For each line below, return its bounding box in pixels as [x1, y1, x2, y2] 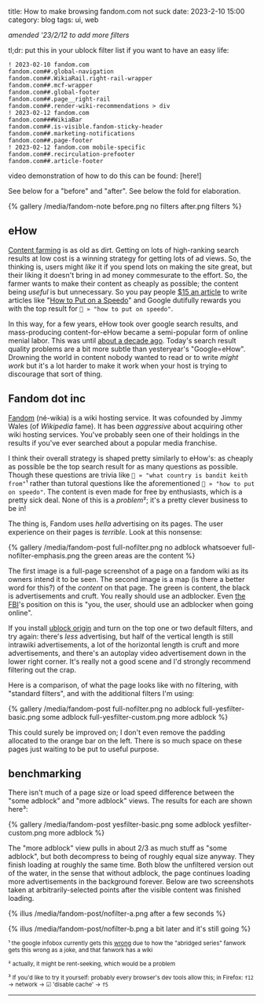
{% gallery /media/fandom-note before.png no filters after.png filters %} [8, 202, 242, 211]
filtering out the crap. [8, 665, 77, 674]
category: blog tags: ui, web [8, 15, 99, 24]
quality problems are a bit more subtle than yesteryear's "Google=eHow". [8, 344, 246, 354]
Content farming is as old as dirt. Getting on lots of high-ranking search [8, 245, 240, 254]
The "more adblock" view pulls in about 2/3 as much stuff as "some [8, 843, 228, 853]
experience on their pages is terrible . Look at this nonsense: [8, 527, 203, 536]
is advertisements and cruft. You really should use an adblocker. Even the [8, 591, 246, 601]
